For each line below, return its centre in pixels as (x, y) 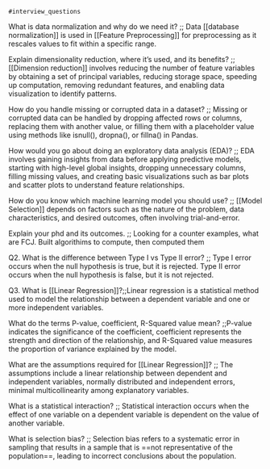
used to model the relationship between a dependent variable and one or (129, 299)
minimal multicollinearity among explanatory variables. (99, 390)
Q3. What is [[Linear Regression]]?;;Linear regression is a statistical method (134, 290)
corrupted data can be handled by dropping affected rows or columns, (125, 118)
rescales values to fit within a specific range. (83, 44)
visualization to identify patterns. (62, 94)
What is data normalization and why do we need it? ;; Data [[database (124, 27)
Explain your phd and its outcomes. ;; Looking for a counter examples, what (134, 233)
